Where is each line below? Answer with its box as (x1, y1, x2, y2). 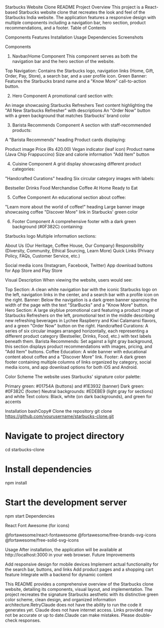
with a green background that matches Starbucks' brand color (5, 113, 130, 119)
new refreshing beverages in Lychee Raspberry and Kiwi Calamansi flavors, (5, 318, 157, 324)
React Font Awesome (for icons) (5, 522, 70, 528)
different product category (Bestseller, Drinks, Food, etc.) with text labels (5, 333, 151, 339)
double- (135, 612, 152, 618)
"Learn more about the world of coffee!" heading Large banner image (5, 204, 145, 209)
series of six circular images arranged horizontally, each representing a (5, 328, 148, 334)
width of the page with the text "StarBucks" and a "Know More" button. (5, 302, 149, 308)
